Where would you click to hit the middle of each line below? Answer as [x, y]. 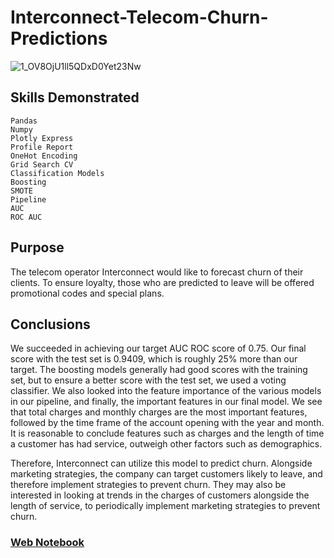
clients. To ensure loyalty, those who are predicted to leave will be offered [162, 282]
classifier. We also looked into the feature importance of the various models [166, 391]
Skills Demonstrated [75, 97]
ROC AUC [26, 217]
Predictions [59, 38]
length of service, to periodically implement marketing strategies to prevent [165, 506]
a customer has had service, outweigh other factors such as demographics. [166, 444]
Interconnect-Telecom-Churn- [139, 17]
